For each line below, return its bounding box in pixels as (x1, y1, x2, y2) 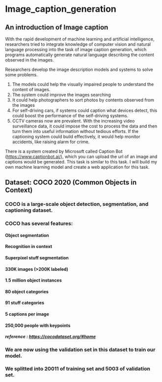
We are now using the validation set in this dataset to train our (5, 346, 156, 353)
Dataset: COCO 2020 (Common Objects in (5, 178, 137, 187)
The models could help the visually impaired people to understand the (12, 81, 154, 87)
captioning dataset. (5, 207, 53, 214)
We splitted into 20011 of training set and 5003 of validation (5, 365, 151, 372)
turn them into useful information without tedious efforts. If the (12, 128, 139, 134)
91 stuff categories (5, 300, 45, 306)
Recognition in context (5, 244, 53, 250)
